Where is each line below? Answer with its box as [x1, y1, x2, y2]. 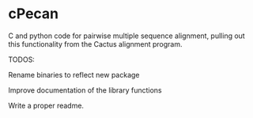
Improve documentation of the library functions [8, 85, 162, 95]
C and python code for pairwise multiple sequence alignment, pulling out [8, 31, 245, 40]
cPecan [8, 5, 59, 23]
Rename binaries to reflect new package [8, 70, 140, 79]
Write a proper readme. [8, 101, 85, 110]
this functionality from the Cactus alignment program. [8, 39, 183, 48]
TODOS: [8, 55, 36, 64]
